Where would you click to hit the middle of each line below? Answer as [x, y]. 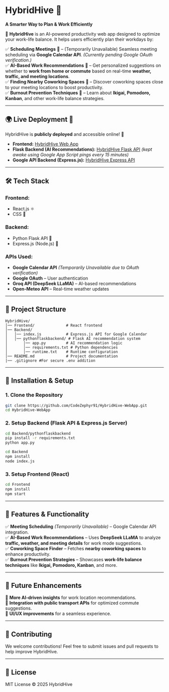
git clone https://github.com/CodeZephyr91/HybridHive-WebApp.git [76, 405]
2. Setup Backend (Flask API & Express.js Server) [66, 423]
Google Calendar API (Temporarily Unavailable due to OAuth [76, 268]
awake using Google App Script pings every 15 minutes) [71, 154]
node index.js [20, 461]
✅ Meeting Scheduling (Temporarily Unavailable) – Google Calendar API [81, 526]
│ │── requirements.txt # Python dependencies [62, 347]
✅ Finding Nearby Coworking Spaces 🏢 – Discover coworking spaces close [84, 81]
